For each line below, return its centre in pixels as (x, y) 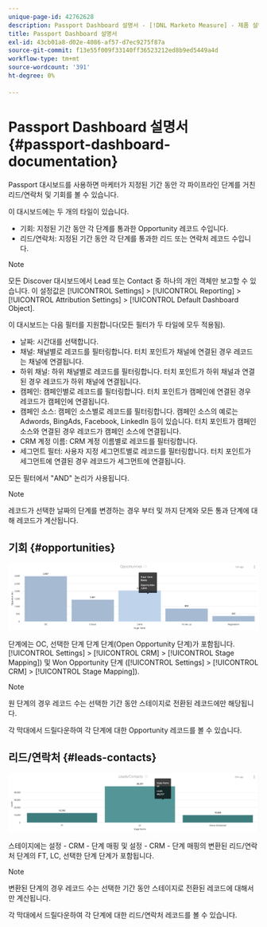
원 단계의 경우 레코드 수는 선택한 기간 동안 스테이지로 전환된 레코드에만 (117, 703)
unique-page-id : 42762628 (51, 17)
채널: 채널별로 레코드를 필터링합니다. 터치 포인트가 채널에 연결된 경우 (126, 352)
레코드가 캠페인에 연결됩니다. (64, 401)
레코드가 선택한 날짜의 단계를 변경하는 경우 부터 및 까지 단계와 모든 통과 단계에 (129, 510)
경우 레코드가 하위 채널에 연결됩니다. (85, 381)
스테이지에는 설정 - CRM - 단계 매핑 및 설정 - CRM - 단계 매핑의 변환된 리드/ (126, 846)
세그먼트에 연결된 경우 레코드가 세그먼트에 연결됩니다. (103, 461)
